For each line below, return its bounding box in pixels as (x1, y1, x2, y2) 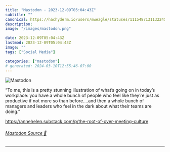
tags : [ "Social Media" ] (5, 49, 56, 55)
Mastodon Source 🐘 (5, 130, 47, 136)
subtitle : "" (5, 12, 33, 17)
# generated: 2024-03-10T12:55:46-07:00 (5, 63, 92, 68)
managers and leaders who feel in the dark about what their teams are (5, 103, 152, 109)
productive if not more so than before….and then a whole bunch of (5, 98, 144, 104)
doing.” (5, 108, 20, 115)
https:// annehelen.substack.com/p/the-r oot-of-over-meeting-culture (5, 119, 149, 125)
